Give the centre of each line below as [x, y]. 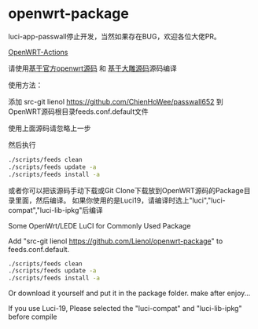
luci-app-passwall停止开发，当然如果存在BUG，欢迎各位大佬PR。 [115, 36]
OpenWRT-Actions [38, 52]
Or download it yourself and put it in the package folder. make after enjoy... [129, 293]
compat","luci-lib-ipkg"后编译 [56, 210]
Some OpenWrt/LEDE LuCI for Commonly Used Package [100, 225]
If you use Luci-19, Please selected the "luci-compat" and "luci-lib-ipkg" [125, 309]
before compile [33, 317]
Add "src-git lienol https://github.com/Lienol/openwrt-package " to [116, 241]
